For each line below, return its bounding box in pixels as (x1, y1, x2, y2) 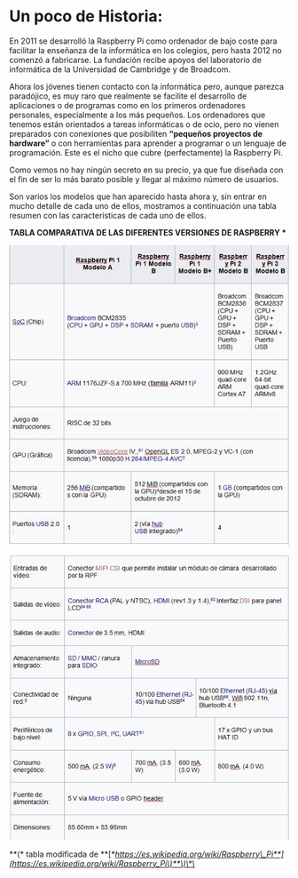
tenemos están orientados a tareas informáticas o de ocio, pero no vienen (9, 118, 279, 130)
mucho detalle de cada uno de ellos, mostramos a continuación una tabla (9, 200, 277, 211)
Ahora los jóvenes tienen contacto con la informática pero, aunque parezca (9, 81, 284, 92)
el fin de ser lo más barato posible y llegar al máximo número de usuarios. (9, 173, 279, 184)
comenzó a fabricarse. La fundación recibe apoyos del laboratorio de (9, 54, 262, 65)
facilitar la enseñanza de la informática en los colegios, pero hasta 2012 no (9, 44, 282, 55)
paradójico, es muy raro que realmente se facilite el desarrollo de (9, 91, 247, 101)
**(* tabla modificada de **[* (9, 849, 115, 859)
